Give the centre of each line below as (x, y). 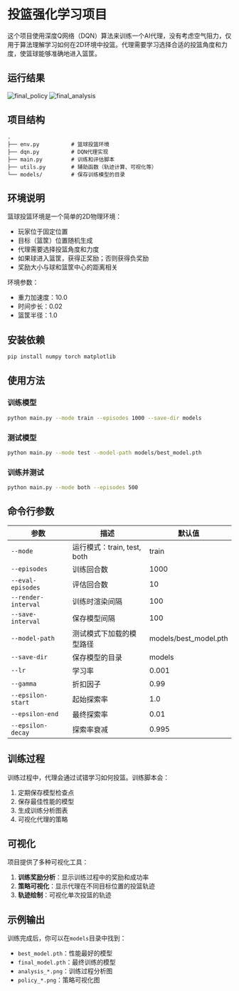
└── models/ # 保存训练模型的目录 (67, 174)
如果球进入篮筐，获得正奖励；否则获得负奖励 (83, 258)
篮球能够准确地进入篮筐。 (63, 53)
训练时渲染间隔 (97, 601)
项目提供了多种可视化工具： (48, 862)
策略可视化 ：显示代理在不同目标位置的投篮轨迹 (86, 886)
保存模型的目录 (97, 657)
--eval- (24, 580)
